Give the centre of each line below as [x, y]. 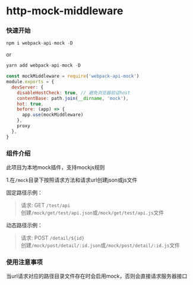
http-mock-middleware [65, 11]
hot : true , [30, 104]
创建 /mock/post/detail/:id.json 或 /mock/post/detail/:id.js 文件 [100, 245]
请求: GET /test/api [45, 205]
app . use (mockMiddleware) [53, 115]
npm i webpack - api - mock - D [39, 43]
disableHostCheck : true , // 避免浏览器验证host [74, 93]
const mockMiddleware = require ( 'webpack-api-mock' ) [73, 76]
